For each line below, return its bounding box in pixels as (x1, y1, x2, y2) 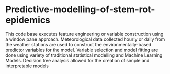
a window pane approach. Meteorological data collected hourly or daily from (5, 36, 165, 42)
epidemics (5, 14, 51, 26)
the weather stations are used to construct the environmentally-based (5, 41, 151, 47)
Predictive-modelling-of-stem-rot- (5, 4, 155, 15)
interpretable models (5, 63, 49, 69)
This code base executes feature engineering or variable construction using (5, 31, 164, 37)
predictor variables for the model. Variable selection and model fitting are (5, 47, 158, 53)
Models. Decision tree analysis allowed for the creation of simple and (5, 57, 150, 63)
